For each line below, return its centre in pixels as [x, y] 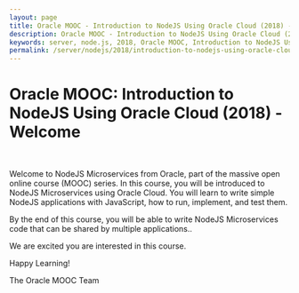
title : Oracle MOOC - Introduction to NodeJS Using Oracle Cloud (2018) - [151, 26]
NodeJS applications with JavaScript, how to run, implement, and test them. [149, 202]
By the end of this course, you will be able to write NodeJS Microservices [144, 219]
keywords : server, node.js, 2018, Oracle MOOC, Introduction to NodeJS [145, 42]
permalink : [29, 51]
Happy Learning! [40, 264]
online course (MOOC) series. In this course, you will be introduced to [137, 184]
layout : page [33, 17]
